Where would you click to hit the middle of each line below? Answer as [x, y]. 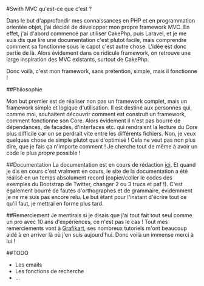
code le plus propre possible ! [43, 153]
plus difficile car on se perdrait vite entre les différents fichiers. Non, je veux [101, 134]
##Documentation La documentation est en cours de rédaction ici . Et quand [101, 165]
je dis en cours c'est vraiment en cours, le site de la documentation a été [97, 171]
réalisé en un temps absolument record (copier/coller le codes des [90, 178]
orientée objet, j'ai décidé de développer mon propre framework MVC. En [98, 27]
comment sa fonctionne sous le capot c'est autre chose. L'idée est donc [97, 46]
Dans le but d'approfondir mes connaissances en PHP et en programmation [101, 20]
